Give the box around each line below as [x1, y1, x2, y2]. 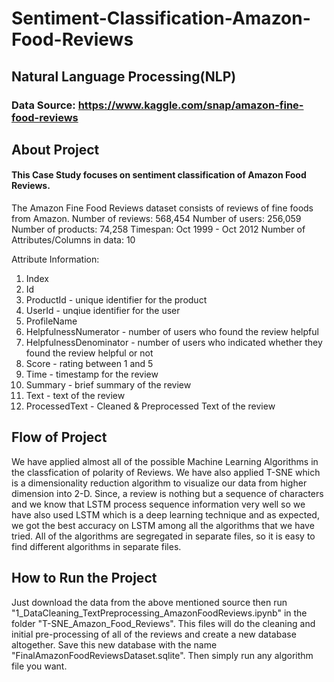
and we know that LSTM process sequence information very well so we [11, 498, 306, 510]
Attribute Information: [11, 253, 100, 266]
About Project [11, 141, 100, 158]
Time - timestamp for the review [25, 368, 159, 381]
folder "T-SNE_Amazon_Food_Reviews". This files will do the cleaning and [11, 617, 316, 629]
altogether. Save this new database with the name [11, 638, 218, 651]
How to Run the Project [11, 570, 158, 587]
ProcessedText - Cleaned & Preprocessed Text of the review [25, 400, 276, 412]
